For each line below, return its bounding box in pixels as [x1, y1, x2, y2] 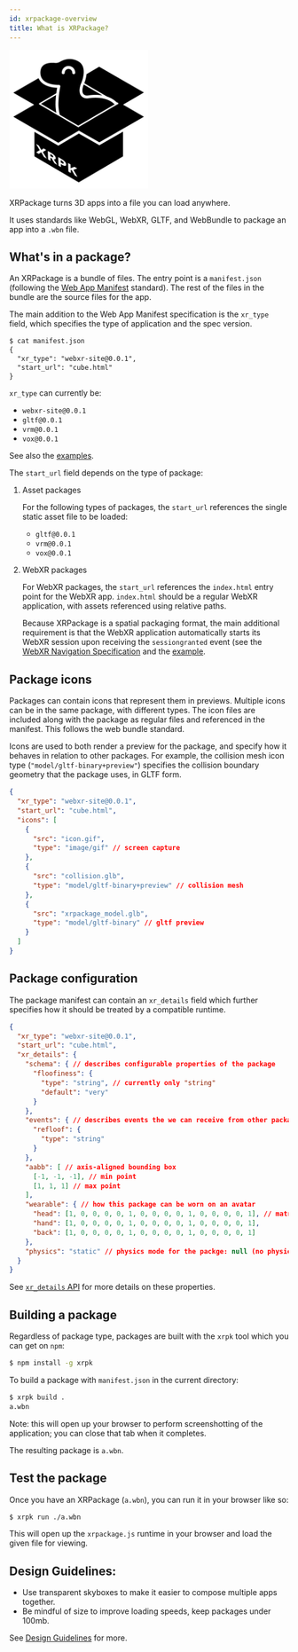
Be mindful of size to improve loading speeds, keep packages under [21, 1606, 271, 1617]
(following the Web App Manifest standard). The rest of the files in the [9, 282, 264, 293]
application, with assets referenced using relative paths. [21, 601, 227, 611]
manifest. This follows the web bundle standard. [9, 724, 184, 735]
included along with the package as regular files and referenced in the [9, 714, 266, 725]
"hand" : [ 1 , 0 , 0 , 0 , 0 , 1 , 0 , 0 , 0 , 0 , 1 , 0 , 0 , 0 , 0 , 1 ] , [32, 1219, 260, 1228]
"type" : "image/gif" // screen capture [32, 844, 180, 853]
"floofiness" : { [32, 1069, 93, 1078]
